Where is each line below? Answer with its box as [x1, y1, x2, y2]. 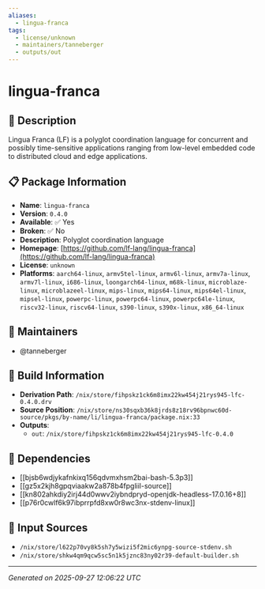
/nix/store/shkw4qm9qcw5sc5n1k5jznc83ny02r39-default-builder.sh [19, 552, 239, 560]
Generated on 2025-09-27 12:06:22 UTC [8, 573, 141, 583]
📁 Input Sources [8, 521, 88, 534]
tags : [8, 26, 26, 34]
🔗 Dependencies [8, 451, 91, 465]
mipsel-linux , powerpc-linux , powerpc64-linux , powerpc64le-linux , [19, 293, 235, 303]
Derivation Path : [19, 390, 74, 399]
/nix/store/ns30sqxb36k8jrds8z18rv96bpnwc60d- [76, 406, 233, 415]
